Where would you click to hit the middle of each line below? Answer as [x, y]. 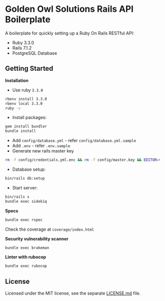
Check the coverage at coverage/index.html [50, 229]
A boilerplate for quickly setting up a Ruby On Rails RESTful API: [70, 33]
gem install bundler [26, 126]
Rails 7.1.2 [22, 48]
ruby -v [13, 108]
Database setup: [29, 169]
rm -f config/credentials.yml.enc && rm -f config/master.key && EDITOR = [82, 160]
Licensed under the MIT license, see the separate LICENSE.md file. [73, 293]
